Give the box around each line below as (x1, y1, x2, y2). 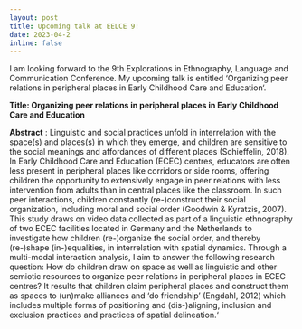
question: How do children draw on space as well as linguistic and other (9, 261, 278, 272)
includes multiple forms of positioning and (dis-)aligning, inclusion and (9, 300, 272, 311)
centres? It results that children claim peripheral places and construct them (9, 281, 289, 292)
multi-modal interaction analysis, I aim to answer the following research (9, 252, 276, 263)
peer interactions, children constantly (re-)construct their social (9, 194, 246, 205)
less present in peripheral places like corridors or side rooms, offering (9, 165, 269, 176)
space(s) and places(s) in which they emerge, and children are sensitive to (9, 136, 288, 147)
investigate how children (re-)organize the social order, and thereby (9, 232, 261, 244)
